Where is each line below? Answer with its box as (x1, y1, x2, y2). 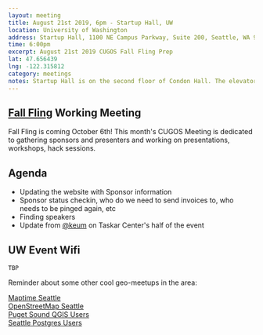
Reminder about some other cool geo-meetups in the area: (8, 278, 197, 287)
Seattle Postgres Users (8, 318, 82, 327)
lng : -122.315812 (8, 63, 65, 71)
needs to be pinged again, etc (19, 204, 116, 213)
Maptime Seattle (8, 293, 61, 302)
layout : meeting (8, 11, 61, 20)
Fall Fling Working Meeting (8, 106, 142, 119)
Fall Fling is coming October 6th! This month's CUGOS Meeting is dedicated (8, 127, 253, 137)
